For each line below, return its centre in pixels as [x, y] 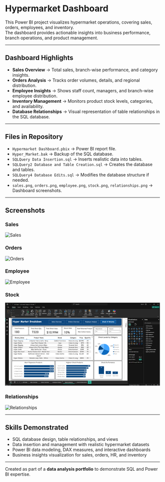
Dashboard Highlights [39, 58]
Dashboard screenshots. [37, 190]
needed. [21, 180]
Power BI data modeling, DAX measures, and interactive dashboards [81, 450]
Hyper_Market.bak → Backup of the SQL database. [63, 154]
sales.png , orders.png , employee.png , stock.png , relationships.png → [82, 185]
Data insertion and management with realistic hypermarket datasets [81, 445]
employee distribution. [35, 96]
